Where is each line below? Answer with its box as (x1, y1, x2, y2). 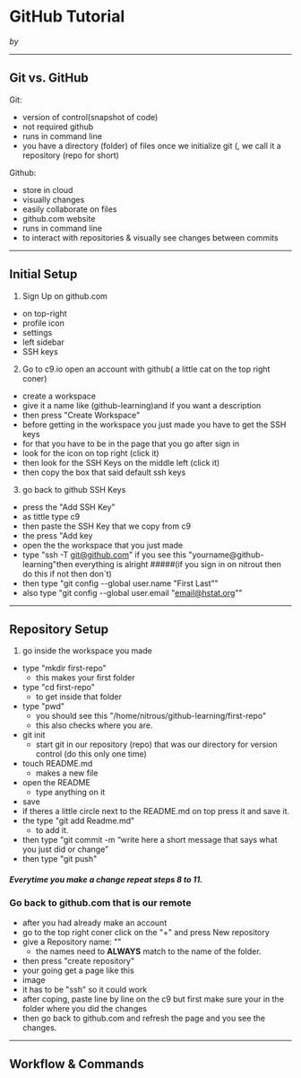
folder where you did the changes (21, 1003, 148, 1013)
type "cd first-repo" (21, 682, 96, 693)
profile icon (21, 317, 64, 329)
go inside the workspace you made (21, 645, 152, 656)
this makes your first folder (35, 672, 135, 683)
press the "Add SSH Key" (21, 501, 116, 513)
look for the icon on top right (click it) (21, 447, 159, 459)
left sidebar (21, 337, 64, 347)
